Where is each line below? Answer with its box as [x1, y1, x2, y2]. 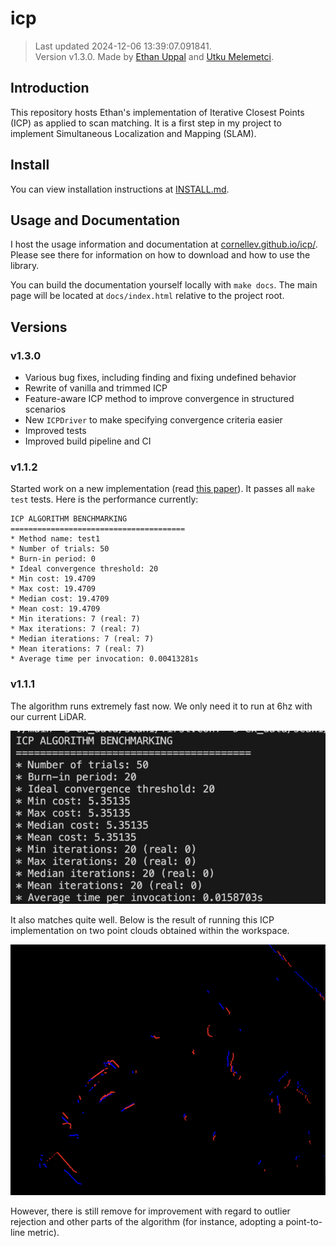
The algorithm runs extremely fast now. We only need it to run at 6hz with [10, 700, 313, 712]
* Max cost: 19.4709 [10, 584, 97, 594]
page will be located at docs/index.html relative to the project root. [10, 290, 285, 302]
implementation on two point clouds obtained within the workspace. [10, 924, 290, 936]
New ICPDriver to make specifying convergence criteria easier [24, 414, 283, 426]
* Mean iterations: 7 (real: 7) [10, 644, 145, 654]
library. [10, 260, 40, 272]
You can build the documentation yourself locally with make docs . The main [10, 279, 318, 291]
